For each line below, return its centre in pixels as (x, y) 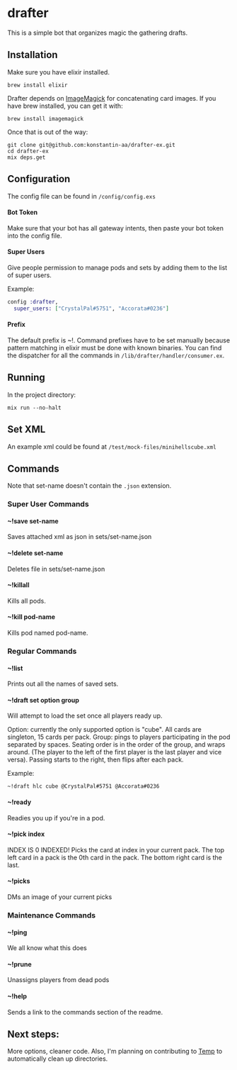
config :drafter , (33, 302)
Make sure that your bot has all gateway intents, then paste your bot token (116, 228)
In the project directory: (42, 394)
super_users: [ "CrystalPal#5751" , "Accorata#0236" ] (92, 308)
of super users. (29, 275)
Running (27, 378)
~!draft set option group (44, 700)
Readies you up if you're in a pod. (56, 818)
